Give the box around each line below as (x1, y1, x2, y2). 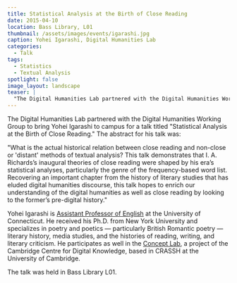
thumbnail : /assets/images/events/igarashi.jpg (7, 30, 150, 37)
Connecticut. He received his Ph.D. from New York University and (7, 217, 198, 225)
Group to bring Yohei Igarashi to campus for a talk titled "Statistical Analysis (7, 122, 228, 130)
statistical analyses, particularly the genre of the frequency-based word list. (7, 166, 228, 174)
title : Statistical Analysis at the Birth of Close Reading (7, 10, 188, 18)
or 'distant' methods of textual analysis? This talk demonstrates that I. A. (7, 151, 217, 159)
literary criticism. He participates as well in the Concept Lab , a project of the (7, 239, 229, 247)
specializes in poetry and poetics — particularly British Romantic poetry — (7, 225, 224, 232)
